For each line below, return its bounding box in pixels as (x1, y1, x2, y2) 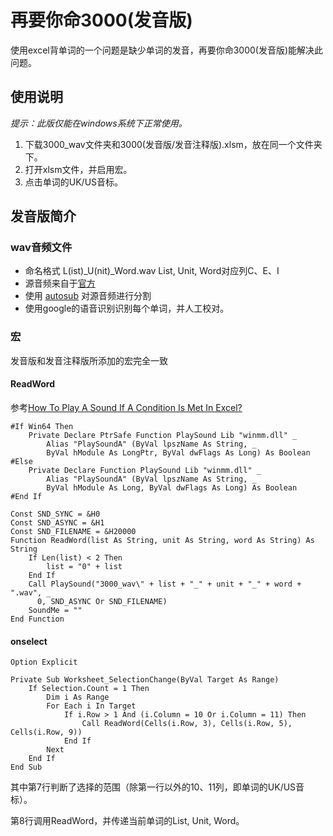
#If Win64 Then (10, 421, 74, 431)
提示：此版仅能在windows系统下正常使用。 (10, 117, 188, 129)
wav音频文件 (10, 241, 73, 255)
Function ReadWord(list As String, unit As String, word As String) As (10, 535, 315, 545)
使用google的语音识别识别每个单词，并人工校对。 (24, 302, 230, 315)
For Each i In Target (46, 701, 137, 711)
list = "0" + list (46, 561, 123, 571)
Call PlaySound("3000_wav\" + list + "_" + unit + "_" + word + (28, 579, 302, 589)
